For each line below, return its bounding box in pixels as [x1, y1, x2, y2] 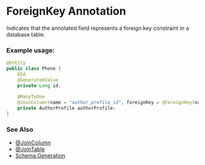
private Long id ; [17, 82, 62, 89]
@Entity [6, 60, 26, 66]
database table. [6, 30, 46, 38]
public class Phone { [6, 66, 62, 72]
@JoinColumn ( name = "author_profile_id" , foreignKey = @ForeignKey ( [17, 99, 195, 106]
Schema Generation [15, 152, 66, 160]
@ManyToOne [17, 94, 45, 100]
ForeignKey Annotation [6, 4, 126, 18]
